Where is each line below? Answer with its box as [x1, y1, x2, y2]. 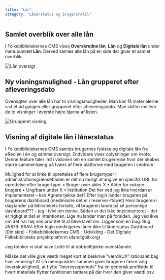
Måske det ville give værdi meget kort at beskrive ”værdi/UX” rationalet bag [5, 253, 159, 259]
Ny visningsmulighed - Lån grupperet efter [5, 78, 139, 86]
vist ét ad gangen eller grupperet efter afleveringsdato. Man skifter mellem [5, 104, 156, 110]
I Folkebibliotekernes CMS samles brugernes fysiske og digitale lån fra [5, 146, 148, 152]
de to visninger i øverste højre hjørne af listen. [5, 109, 99, 115]
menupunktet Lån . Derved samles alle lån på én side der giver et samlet [5, 48, 151, 54]
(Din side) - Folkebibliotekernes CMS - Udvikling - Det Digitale [5, 229, 132, 235]
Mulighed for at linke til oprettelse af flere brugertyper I [5, 171, 117, 177]
